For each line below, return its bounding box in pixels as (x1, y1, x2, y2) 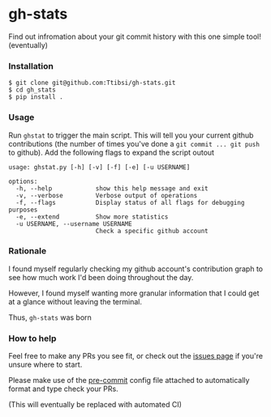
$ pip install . (8, 93, 63, 101)
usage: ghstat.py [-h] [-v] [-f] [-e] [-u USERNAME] (8, 163, 191, 171)
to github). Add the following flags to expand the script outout (8, 147, 215, 157)
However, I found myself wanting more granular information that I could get (8, 288, 260, 298)
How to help (8, 333, 57, 344)
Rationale (8, 245, 47, 257)
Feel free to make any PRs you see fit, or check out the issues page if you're (8, 351, 264, 361)
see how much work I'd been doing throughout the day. (8, 272, 194, 282)
